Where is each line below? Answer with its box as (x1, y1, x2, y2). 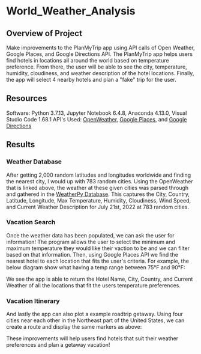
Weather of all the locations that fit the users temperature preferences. (6, 281, 181, 289)
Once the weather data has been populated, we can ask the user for (6, 231, 175, 239)
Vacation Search (6, 218, 56, 227)
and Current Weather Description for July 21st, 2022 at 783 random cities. (6, 203, 190, 210)
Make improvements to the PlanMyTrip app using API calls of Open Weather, (6, 44, 195, 51)
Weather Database (6, 157, 62, 166)
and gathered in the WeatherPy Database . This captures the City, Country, (6, 191, 190, 198)
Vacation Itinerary (6, 296, 60, 305)
